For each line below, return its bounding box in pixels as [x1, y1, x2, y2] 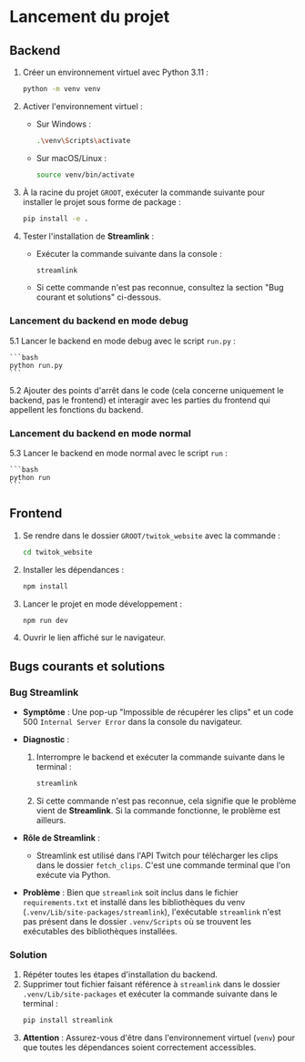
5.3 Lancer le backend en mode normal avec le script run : [9, 447, 228, 458]
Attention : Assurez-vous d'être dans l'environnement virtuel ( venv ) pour [22, 1032, 296, 1044]
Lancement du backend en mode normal [9, 426, 191, 439]
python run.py [9, 361, 64, 370]
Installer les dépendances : [22, 564, 125, 575]
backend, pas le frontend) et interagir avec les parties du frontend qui [9, 394, 270, 405]
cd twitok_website [22, 547, 93, 557]
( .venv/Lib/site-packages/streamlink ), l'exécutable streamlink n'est [22, 906, 281, 917]
